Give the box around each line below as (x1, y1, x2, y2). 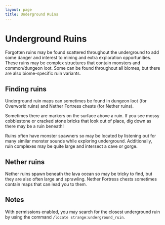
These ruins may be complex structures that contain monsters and (5, 60, 141, 66)
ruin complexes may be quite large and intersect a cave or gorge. (5, 143, 138, 149)
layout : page (5, 7, 32, 12)
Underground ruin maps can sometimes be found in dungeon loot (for (5, 98, 147, 104)
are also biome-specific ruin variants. (5, 70, 81, 77)
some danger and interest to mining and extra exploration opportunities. (5, 55, 152, 61)
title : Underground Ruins (5, 12, 58, 17)
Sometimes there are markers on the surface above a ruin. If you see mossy (5, 113, 160, 119)
